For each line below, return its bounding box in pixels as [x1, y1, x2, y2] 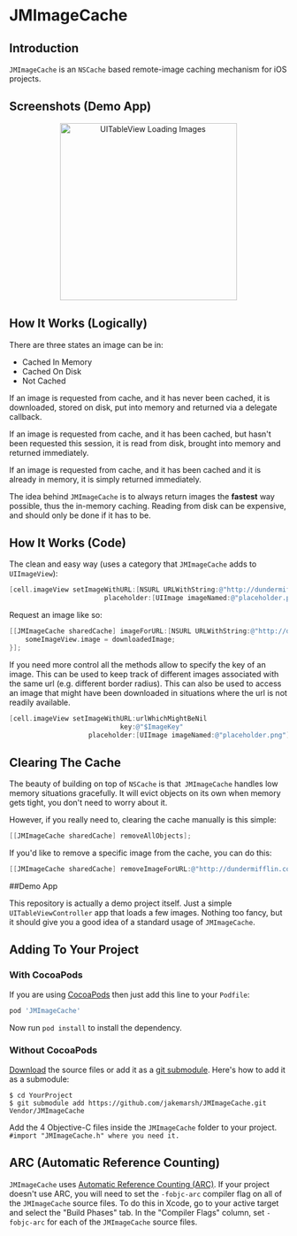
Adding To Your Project [9, 942, 140, 957]
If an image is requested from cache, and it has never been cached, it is [9, 392, 270, 403]
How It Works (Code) [9, 536, 126, 551]
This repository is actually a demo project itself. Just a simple [9, 898, 232, 908]
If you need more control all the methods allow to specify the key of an [9, 659, 267, 669]
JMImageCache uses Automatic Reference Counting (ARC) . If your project [9, 1178, 270, 1189]
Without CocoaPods [9, 1044, 98, 1056]
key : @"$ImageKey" [119, 722, 184, 731]
